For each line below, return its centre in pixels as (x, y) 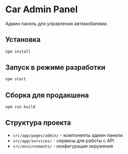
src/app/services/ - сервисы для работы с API (63, 140)
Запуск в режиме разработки (56, 68)
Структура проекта (38, 123)
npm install (18, 51)
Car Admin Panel (41, 9)
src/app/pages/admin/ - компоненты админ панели (68, 135)
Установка (23, 40)
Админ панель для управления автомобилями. (57, 24)
